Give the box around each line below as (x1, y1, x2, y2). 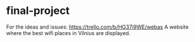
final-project (6, 4, 70, 17)
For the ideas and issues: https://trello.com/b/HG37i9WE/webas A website (6, 23, 189, 30)
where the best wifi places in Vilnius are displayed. (6, 29, 131, 36)
